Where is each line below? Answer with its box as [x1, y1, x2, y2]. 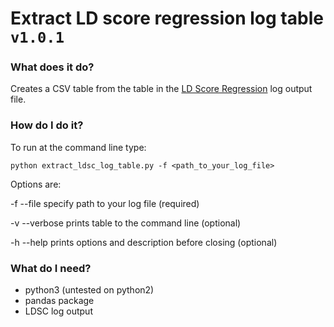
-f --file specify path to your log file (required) [10, 197, 200, 209]
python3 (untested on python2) [24, 284, 155, 296]
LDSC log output [24, 305, 93, 317]
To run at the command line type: [10, 141, 147, 153]
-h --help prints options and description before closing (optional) [10, 236, 278, 248]
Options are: [10, 178, 62, 190]
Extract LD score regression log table [10, 7, 324, 30]
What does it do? [10, 60, 95, 74]
